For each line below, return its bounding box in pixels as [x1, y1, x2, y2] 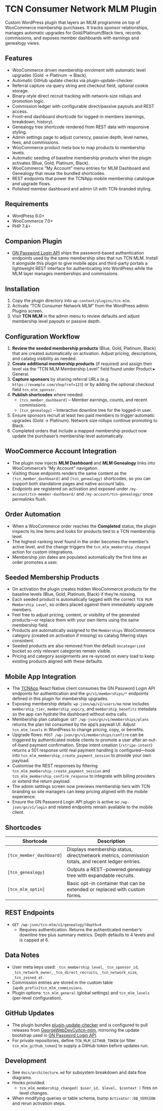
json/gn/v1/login [12, 805, 48, 810]
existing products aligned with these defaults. [12, 658, 103, 664]
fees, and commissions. [12, 139, 60, 145]
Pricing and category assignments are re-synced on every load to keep [12, 653, 155, 659]
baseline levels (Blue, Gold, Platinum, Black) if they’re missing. [12, 591, 137, 597]
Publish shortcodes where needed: [12, 392, 84, 397]
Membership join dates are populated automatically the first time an [12, 554, 147, 560]
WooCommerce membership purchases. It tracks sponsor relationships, [5, 24, 149, 30]
